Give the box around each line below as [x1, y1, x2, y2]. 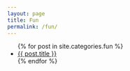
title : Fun [7, 17, 39, 24]
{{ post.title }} [17, 49, 57, 58]
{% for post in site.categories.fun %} [17, 42, 124, 51]
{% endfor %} [17, 57, 58, 65]
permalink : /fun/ [7, 23, 58, 30]
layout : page [7, 10, 45, 17]
